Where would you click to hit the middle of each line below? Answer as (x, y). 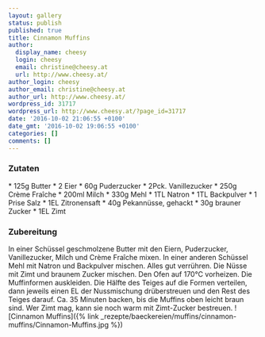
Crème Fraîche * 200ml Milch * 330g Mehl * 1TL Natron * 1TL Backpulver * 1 (133, 194)
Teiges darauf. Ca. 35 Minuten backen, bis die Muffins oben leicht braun (126, 300)
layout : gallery (35, 15)
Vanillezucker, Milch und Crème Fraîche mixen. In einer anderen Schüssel (128, 258)
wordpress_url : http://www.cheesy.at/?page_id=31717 (97, 112)
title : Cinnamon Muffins (49, 38)
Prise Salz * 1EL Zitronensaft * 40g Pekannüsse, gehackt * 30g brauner (125, 202)
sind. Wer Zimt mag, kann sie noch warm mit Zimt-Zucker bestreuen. (121, 308)
